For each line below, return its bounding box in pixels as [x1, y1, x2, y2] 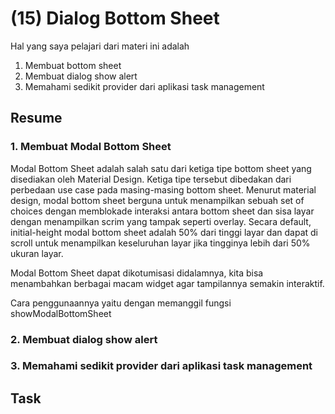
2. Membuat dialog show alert [10, 332, 158, 346]
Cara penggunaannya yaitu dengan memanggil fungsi [10, 297, 232, 309]
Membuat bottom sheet [24, 59, 122, 71]
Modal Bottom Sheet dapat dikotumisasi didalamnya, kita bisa [10, 267, 264, 279]
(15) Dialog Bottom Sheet [10, 7, 220, 30]
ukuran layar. [10, 247, 64, 259]
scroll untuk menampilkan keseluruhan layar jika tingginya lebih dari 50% [10, 237, 311, 249]
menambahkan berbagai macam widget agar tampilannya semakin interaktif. [10, 277, 325, 289]
